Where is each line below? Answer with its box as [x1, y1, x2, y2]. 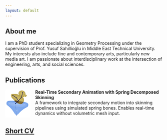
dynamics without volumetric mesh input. [35, 110, 120, 117]
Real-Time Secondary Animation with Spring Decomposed [35, 89, 159, 95]
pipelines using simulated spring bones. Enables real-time [35, 105, 154, 111]
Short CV [5, 127, 34, 135]
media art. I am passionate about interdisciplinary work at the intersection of [5, 56, 162, 62]
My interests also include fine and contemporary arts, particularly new [5, 51, 150, 57]
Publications [5, 76, 45, 84]
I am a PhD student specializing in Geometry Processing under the [5, 40, 142, 46]
